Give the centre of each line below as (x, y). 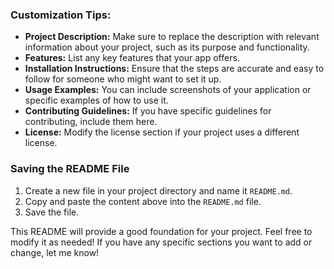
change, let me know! (55, 252)
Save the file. (52, 212)
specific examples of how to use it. (96, 100)
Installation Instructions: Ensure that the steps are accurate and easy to (174, 69)
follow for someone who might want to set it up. (123, 79)
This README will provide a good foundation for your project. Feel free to (161, 231)
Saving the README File (70, 169)
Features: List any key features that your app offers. (132, 58)
